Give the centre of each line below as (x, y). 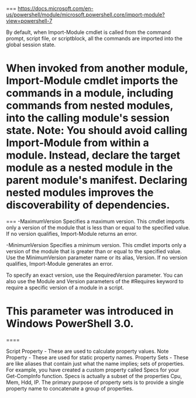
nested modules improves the (80, 193)
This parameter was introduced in (90, 311)
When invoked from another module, (97, 68)
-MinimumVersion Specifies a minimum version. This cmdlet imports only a (96, 245)
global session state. (31, 44)
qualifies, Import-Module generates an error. (60, 263)
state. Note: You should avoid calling (97, 131)
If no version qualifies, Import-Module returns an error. (72, 234)
